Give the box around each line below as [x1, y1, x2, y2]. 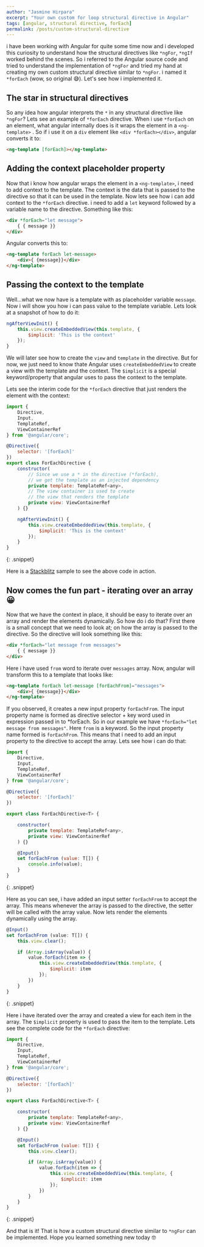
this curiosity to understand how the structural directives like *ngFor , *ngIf [6, 49, 193, 57]
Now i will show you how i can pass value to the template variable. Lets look [6, 302, 197, 310]
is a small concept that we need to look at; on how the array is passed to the [6, 624, 198, 631]
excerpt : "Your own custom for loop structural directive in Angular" [6, 15, 189, 21]
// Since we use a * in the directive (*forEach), [28, 471, 160, 477]
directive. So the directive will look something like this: [6, 630, 142, 638]
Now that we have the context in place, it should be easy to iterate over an [6, 611, 192, 618]
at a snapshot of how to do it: [6, 308, 80, 316]
